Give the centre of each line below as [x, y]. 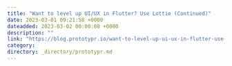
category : [21, 45]
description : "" [30, 33]
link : [15, 39]
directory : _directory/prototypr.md [60, 52]
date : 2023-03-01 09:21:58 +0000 [55, 20]
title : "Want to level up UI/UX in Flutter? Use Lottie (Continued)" [109, 13]
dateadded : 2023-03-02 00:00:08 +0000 [63, 26]
